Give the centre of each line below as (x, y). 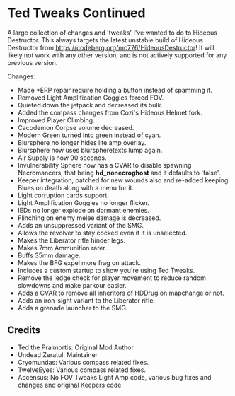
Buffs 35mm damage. (49, 255)
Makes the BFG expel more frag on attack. (79, 262)
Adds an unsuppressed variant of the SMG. (80, 225)
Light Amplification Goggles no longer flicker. (84, 202)
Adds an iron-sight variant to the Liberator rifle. (86, 300)
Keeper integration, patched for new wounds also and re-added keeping (123, 180)
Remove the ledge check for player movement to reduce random (112, 278)
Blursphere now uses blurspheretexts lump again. (90, 150)
